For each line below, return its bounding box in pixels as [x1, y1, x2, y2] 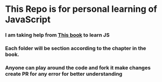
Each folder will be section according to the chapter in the [5, 45, 147, 52]
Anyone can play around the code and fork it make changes [5, 64, 151, 71]
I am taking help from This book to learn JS [5, 32, 110, 39]
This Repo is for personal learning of [5, 3, 157, 15]
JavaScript [5, 14, 51, 25]
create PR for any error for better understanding [5, 70, 122, 77]
